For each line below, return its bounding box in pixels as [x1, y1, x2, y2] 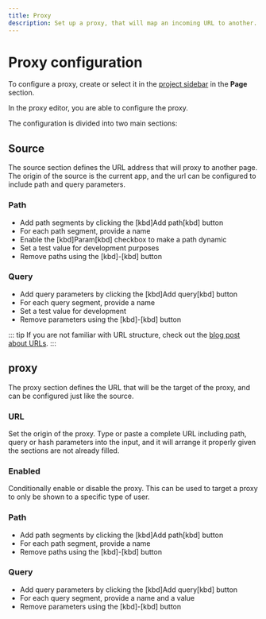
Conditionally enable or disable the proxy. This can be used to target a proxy [8, 484, 258, 493]
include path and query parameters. [8, 180, 125, 189]
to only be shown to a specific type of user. [8, 492, 150, 501]
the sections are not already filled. [8, 446, 120, 455]
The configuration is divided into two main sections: [8, 118, 178, 128]
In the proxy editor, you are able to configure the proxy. [8, 103, 189, 113]
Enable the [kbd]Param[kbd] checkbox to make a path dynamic [19, 234, 227, 244]
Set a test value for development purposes [19, 243, 160, 253]
